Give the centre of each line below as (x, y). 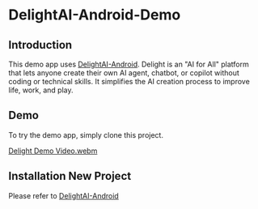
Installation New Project (70, 176)
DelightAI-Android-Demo (95, 15)
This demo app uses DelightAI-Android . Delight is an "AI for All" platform (129, 64)
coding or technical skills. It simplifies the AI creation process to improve (129, 81)
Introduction (40, 45)
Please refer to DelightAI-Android (63, 195)
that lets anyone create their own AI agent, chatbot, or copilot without (124, 73)
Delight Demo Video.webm (53, 151)
